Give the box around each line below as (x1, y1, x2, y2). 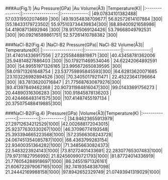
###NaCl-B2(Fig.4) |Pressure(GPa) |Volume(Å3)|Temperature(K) (5, 110, 139, 116)
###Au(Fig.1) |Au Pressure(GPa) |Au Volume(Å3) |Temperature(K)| (5, 6, 142, 11)
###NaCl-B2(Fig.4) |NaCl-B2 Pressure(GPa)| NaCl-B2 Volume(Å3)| (5, 42, 144, 48)
